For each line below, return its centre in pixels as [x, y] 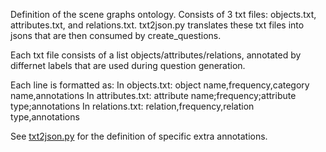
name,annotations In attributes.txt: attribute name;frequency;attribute [153, 95]
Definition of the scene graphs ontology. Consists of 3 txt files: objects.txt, [163, 14]
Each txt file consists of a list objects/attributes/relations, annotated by [156, 55]
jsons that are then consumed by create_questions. [116, 35]
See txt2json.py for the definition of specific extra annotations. [139, 136]
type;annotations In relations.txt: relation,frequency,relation [132, 106]
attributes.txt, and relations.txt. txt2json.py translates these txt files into [157, 25]
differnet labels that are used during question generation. [128, 65]
